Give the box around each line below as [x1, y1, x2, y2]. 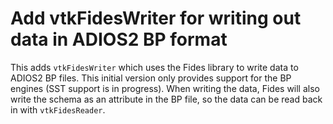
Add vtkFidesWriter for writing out [10, 7, 302, 30]
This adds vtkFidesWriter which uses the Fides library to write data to [10, 61, 299, 73]
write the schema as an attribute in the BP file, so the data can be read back [10, 93, 323, 105]
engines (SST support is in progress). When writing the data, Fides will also [10, 82, 320, 94]
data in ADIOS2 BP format [10, 28, 228, 51]
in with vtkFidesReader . [10, 103, 106, 116]
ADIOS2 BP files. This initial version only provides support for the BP [10, 72, 292, 84]
